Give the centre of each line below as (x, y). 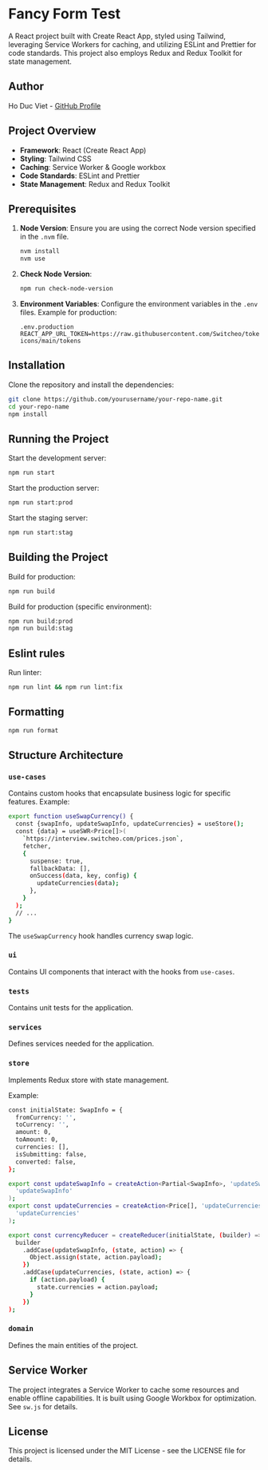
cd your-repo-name (39, 407)
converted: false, (46, 1162)
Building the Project (58, 557)
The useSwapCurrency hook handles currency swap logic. (101, 935)
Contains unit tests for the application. (71, 1008)
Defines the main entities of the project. (73, 1345)
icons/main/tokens (50, 341)
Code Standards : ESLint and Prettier (80, 176)
